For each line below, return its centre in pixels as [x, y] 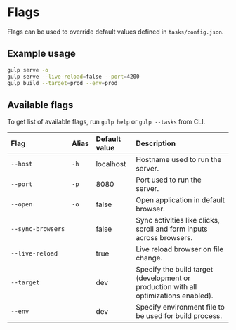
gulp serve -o [28, 70]
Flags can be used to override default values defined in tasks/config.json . [116, 32]
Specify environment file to [180, 308]
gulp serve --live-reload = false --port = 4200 [73, 77]
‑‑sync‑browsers [38, 229]
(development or [163, 278]
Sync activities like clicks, [178, 220]
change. [149, 258]
